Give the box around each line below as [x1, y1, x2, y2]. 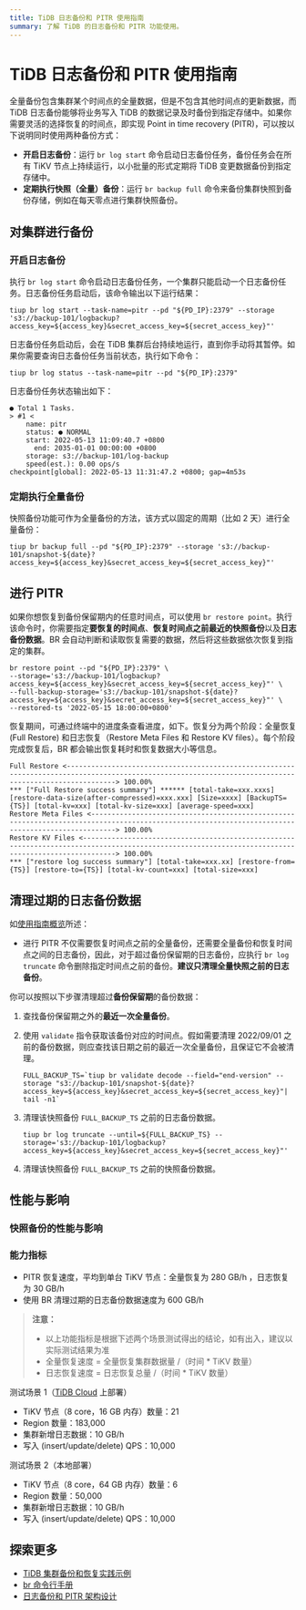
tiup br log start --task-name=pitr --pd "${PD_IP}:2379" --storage [9, 306, 275, 315]
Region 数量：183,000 [22, 1417, 107, 1428]
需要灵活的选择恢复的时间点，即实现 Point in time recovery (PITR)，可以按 [9, 119, 287, 129]
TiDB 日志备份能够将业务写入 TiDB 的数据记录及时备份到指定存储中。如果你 [9, 107, 292, 119]
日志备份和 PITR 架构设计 [22, 1591, 117, 1602]
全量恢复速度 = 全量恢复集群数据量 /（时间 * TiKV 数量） [45, 1356, 258, 1367]
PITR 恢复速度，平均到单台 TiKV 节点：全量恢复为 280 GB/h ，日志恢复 [22, 1271, 290, 1282]
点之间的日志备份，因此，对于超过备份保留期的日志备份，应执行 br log [22, 949, 290, 960]
